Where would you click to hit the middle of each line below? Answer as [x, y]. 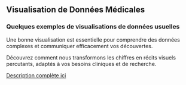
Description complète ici [36, 75]
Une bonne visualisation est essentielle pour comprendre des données [93, 40]
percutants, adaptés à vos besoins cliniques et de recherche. [81, 64]
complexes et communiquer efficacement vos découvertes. [80, 46]
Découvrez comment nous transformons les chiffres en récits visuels [91, 57]
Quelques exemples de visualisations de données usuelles [93, 27]
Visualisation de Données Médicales [76, 10]
